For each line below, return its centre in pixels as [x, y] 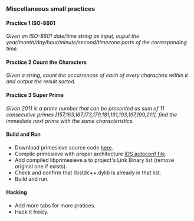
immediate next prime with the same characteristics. [70, 121]
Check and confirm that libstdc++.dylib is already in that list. [88, 173]
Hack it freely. [32, 212]
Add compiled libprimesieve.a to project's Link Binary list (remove [94, 160]
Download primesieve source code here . [64, 147]
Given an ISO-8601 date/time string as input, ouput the [73, 36]
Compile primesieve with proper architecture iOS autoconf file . [91, 154]
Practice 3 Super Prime [35, 95]
